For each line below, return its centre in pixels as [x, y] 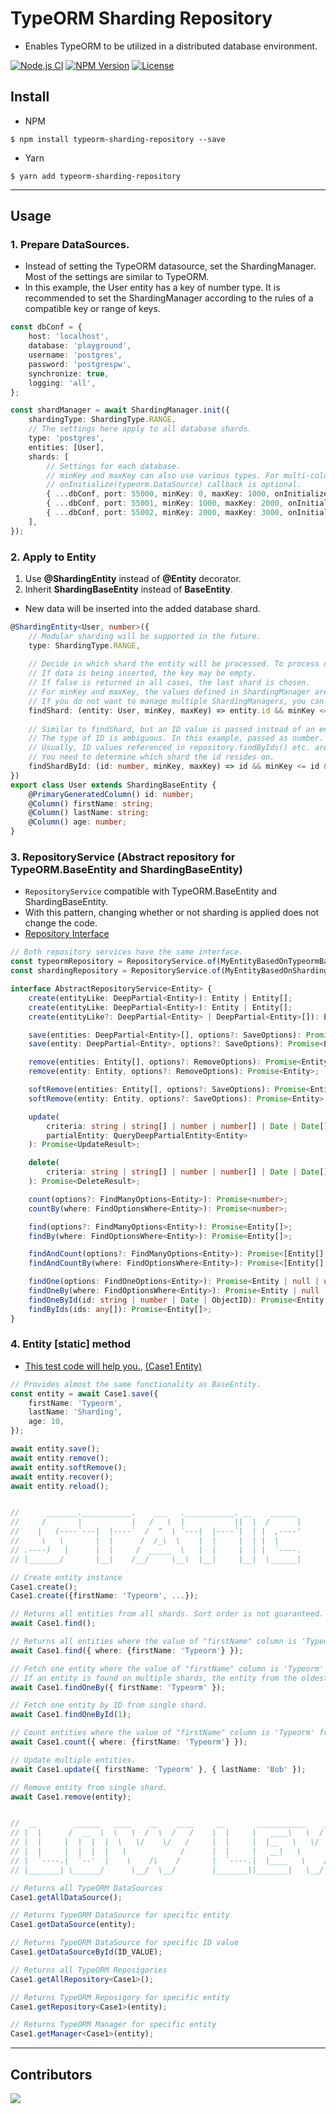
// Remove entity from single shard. [89, 1787]
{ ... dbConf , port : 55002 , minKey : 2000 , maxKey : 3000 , [165, 513]
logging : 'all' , [62, 383]
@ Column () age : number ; [78, 822]
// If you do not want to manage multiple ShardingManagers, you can [176, 701]
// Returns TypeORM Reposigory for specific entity [120, 1997]
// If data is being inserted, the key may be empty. [142, 673]
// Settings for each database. [114, 466]
